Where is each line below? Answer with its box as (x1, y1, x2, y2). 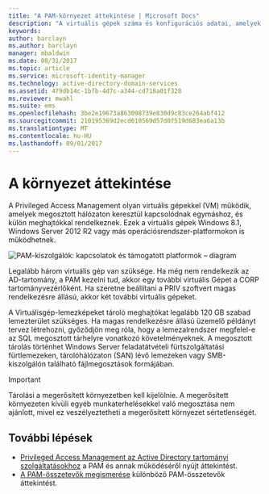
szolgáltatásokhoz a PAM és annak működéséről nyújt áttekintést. (19, 461, 238, 471)
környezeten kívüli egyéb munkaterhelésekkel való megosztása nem (8, 399, 235, 408)
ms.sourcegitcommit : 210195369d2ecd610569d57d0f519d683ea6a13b (8, 117, 226, 125)
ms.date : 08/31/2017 (8, 57, 78, 65)
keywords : (8, 27, 42, 35)
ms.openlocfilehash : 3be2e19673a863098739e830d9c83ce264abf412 (8, 110, 226, 118)
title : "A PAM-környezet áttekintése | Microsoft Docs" (8, 11, 200, 20)
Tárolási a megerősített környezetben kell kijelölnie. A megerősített (8, 391, 229, 400)
